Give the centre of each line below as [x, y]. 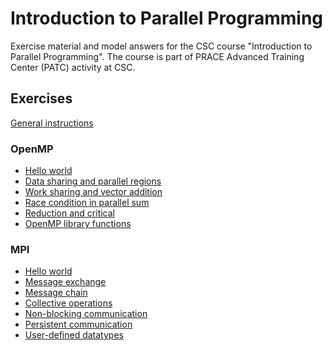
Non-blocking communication [86, 314]
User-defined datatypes [74, 335]
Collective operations [68, 303]
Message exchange [65, 282]
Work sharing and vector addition [93, 192]
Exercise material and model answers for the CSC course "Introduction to [161, 46]
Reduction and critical [69, 213]
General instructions [52, 123]
